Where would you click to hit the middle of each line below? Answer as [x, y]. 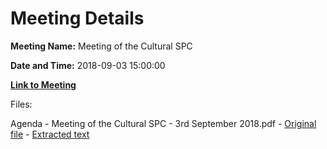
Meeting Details [77, 18]
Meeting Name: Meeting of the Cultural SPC [101, 46]
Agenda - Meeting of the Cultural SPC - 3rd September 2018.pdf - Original [163, 123]
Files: [21, 104]
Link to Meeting [43, 84]
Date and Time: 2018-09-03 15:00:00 [88, 65]
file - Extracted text [50, 134]
